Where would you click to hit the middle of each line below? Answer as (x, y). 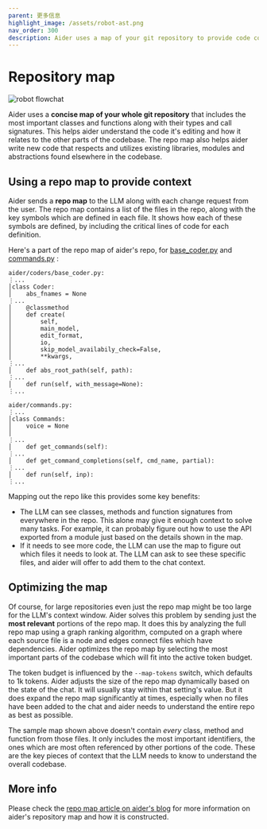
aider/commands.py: (41, 405)
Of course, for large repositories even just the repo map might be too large (130, 606)
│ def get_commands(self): (58, 447)
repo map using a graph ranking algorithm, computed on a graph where (125, 632)
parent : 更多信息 (35, 15)
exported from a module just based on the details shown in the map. (132, 537)
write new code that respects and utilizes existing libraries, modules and (126, 149)
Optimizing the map (58, 588)
